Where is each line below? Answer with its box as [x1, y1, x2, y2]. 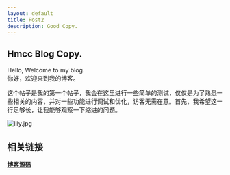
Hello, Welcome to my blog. [7, 66, 85, 75]
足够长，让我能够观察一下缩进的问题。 [12, 106, 121, 114]
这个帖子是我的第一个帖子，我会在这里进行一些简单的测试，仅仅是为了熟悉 [7, 89, 217, 97]
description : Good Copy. [7, 23, 78, 29]
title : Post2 [7, 16, 44, 23]
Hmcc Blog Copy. [7, 48, 83, 59]
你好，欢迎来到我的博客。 [7, 75, 79, 83]
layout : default [7, 10, 53, 17]
